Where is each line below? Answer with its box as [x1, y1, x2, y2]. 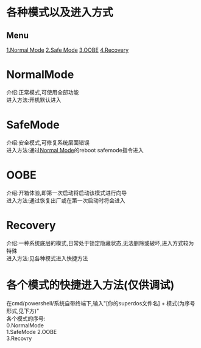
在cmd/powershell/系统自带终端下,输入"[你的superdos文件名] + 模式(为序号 [6, 299, 196, 307]
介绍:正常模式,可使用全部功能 [6, 88, 79, 96]
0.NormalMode [6, 321, 44, 329]
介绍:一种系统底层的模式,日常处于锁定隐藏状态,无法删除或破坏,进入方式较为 [6, 239, 194, 247]
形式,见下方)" [6, 307, 40, 314]
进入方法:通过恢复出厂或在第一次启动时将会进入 [6, 196, 126, 204]
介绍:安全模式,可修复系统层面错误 [6, 138, 90, 146]
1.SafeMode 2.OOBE [6, 328, 57, 335]
